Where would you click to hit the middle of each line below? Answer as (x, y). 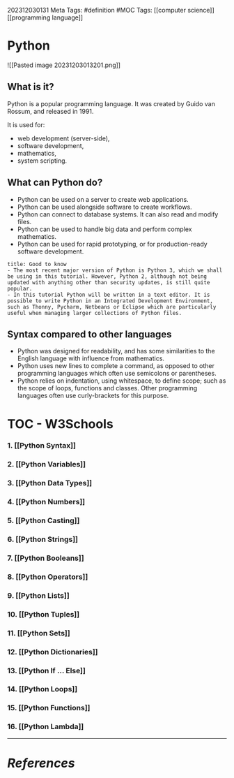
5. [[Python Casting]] (44, 521)
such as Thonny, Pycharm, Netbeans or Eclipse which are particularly (112, 307)
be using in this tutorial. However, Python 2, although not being (107, 276)
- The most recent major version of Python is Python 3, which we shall (115, 270)
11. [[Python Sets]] (39, 633)
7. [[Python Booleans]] (46, 558)
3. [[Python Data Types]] (50, 483)
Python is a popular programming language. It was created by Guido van (111, 103)
